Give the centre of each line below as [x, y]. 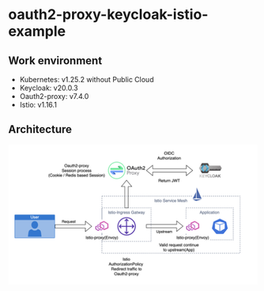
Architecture [40, 129]
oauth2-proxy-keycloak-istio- [108, 15]
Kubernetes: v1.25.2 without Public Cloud [87, 79]
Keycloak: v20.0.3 [49, 88]
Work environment [55, 60]
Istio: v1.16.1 [38, 105]
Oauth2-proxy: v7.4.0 [54, 96]
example [37, 31]
